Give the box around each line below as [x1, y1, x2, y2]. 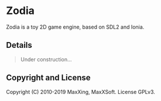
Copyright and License [6, 73, 91, 83]
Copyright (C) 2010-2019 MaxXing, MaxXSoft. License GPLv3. [6, 88, 155, 95]
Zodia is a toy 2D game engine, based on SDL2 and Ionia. [6, 23, 145, 30]
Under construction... [20, 55, 72, 62]
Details [6, 40, 32, 50]
